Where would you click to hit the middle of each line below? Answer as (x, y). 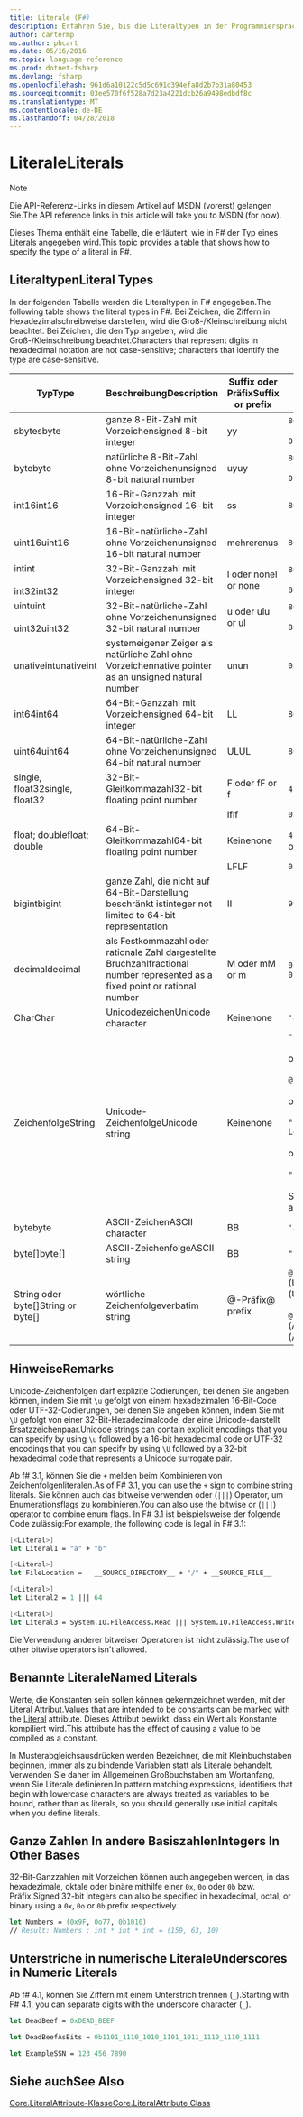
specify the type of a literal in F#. (71, 252)
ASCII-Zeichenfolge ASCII (160, 1248)
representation (137, 926)
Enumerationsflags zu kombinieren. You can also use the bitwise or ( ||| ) (143, 1504)
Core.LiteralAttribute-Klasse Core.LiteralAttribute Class (110, 2103)
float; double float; (51, 834)
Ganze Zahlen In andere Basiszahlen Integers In (144, 1841)
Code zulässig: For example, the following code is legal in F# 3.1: (128, 1523)
